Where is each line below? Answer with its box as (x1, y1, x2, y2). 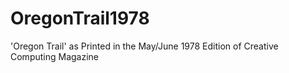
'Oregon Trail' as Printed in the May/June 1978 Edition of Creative (10, 40, 279, 52)
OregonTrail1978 (10, 7, 150, 30)
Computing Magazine (10, 50, 100, 62)
